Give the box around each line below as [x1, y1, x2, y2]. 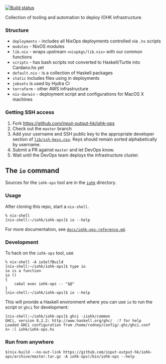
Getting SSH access [5, 109, 54, 116]
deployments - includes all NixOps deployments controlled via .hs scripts [12, 38, 161, 44]
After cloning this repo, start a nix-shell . [5, 203, 89, 209]
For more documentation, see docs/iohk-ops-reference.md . [5, 226, 127, 232]
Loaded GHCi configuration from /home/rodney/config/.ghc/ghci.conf [5, 323, 151, 328]
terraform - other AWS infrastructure [12, 86, 89, 92]
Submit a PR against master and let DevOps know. [12, 147, 115, 153]
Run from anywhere [5, 338, 54, 345]
